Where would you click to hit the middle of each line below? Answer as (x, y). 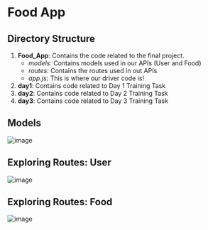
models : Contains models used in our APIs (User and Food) (115, 63)
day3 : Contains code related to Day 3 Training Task (93, 101)
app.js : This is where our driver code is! (86, 78)
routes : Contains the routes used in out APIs (93, 71)
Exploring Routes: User (59, 163)
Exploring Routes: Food (60, 202)
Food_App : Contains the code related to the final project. (101, 55)
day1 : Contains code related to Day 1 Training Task (92, 86)
